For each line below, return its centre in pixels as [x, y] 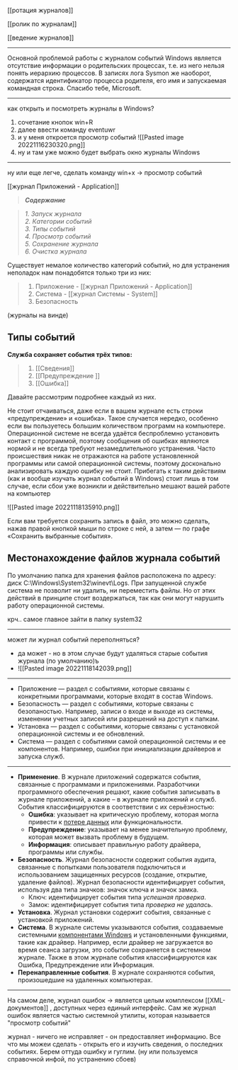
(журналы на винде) [38, 315]
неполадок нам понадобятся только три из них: [79, 273]
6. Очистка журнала [56, 251]
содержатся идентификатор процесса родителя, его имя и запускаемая [117, 80]
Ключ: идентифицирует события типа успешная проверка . [117, 897]
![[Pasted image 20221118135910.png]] [64, 507]
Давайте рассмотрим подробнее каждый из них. [82, 397]
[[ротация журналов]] [40, 10]
